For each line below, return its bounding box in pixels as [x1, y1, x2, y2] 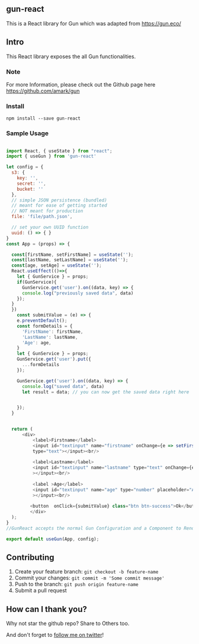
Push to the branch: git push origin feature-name [14, 581, 139, 588]
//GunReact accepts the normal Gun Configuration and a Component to [6, 525, 182, 531]
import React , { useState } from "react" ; [6, 148, 113, 154]
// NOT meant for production [11, 208, 84, 214]
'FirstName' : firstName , [21, 328, 84, 335]
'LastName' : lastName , [21, 334, 78, 340]
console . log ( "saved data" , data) [21, 383, 105, 389]
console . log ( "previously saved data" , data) [21, 290, 134, 296]
